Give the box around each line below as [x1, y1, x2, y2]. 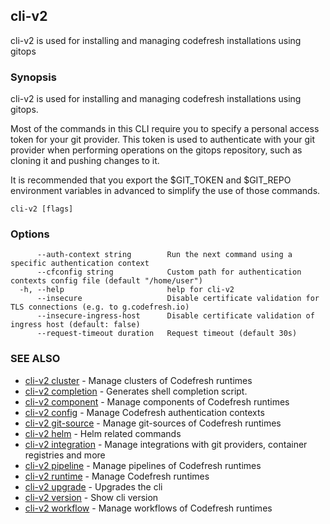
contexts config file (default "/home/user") [10, 276, 203, 286]
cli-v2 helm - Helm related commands [24, 427, 182, 439]
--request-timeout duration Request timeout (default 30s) [36, 329, 298, 339]
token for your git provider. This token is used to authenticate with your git [10, 134, 316, 146]
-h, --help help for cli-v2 [19, 285, 235, 295]
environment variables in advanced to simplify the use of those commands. [10, 185, 321, 197]
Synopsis [10, 70, 57, 84]
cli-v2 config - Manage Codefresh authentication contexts [24, 406, 265, 418]
